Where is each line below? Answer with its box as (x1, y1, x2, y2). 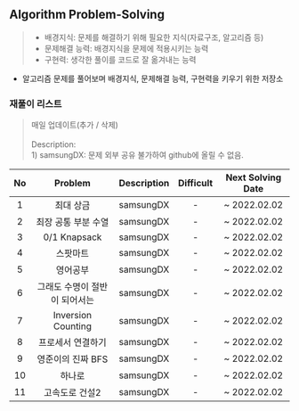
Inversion (53, 309, 92, 322)
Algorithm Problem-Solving (9, 7, 165, 22)
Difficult (177, 177, 214, 190)
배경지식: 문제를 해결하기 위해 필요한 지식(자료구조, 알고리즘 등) (44, 31, 264, 43)
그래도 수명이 (36, 281, 89, 293)
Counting (53, 320, 92, 333)
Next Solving (225, 171, 282, 184)
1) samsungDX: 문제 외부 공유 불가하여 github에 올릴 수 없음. (30, 150, 245, 160)
